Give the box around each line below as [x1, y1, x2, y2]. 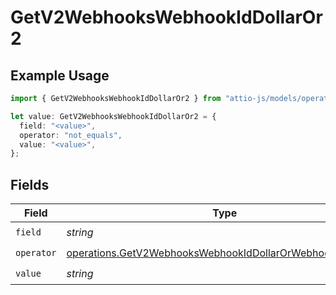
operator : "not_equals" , [19, 130, 123, 140]
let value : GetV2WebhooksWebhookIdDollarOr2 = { [10, 111, 217, 121]
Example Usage [10, 67, 110, 84]
